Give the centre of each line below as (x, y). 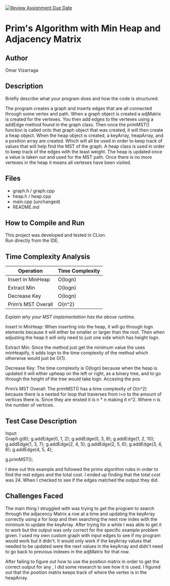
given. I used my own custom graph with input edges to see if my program (83, 535)
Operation (30, 271)
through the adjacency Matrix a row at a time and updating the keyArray (80, 514)
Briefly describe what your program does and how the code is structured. (82, 98)
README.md (26, 207)
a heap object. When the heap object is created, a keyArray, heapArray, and (84, 135)
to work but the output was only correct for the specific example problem (82, 530)
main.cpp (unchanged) (37, 202)
